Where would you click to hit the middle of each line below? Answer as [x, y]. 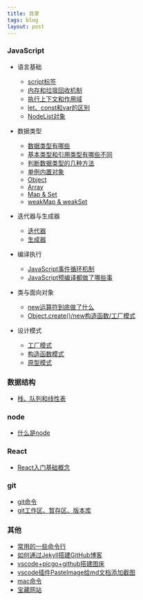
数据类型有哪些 [49, 146]
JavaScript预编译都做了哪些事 [70, 277]
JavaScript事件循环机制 [61, 268]
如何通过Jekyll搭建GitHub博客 [60, 555]
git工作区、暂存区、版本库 [54, 510]
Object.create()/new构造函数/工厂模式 [82, 316]
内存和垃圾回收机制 [55, 90]
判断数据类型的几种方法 [61, 163]
